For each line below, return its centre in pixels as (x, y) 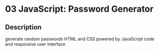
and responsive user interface (35, 44)
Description (23, 27)
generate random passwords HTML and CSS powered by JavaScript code (80, 39)
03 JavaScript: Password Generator (79, 9)
